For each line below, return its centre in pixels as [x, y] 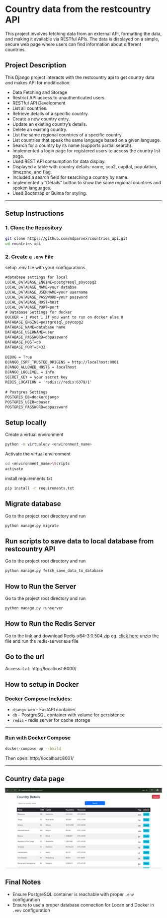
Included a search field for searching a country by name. [70, 177]
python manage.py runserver [34, 608]
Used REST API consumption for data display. [59, 161]
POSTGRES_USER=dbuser [28, 402]
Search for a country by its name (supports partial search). [72, 145]
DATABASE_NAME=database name [35, 327]
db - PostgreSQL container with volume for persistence [69, 715]
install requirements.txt [29, 478]
